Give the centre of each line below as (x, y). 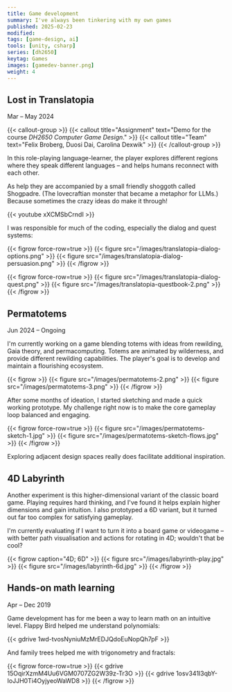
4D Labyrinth (36, 479)
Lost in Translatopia (51, 100)
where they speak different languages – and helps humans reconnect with (113, 166)
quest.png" (23, 285)
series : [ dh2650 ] (32, 53)
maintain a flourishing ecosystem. (55, 366)
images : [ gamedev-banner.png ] (51, 65)
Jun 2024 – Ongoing (36, 330)
